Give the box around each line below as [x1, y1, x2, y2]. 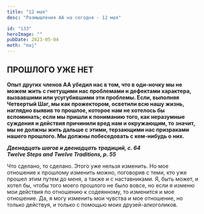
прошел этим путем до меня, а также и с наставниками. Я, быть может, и [7, 175, 199, 182]
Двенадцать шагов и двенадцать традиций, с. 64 [7, 144, 141, 152]
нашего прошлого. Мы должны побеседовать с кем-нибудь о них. [7, 132, 185, 139]
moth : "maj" [7, 42, 37, 48]
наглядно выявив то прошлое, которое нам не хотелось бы [7, 107, 165, 114]
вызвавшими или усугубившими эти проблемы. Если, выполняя [7, 93, 180, 101]
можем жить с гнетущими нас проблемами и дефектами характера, [7, 87, 192, 95]
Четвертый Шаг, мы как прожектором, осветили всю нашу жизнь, [7, 100, 185, 107]
